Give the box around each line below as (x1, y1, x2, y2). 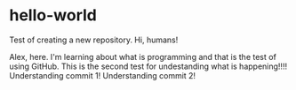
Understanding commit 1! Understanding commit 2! (9, 70, 196, 80)
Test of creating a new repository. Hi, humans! (9, 34, 179, 45)
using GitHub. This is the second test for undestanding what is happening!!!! (9, 61, 287, 71)
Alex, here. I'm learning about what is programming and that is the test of (9, 51, 277, 62)
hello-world (9, 5, 98, 26)
